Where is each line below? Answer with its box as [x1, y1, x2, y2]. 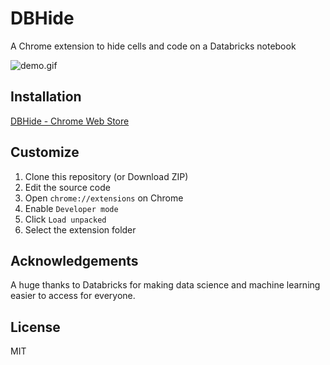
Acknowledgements [10, 252, 139, 269]
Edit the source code [24, 181, 111, 193]
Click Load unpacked [24, 213, 107, 225]
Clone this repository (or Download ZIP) [24, 170, 189, 182]
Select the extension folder [24, 223, 137, 236]
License [10, 318, 61, 336]
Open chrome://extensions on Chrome [24, 192, 184, 204]
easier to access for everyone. [10, 290, 136, 302]
